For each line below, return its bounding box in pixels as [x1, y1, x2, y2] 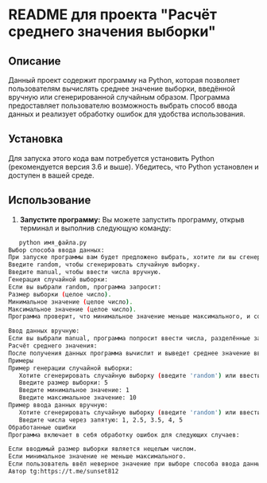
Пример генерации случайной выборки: [8, 364, 133, 372]
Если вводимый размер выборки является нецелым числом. [8, 445, 197, 454]
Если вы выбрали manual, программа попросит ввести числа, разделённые [8, 335, 250, 343]
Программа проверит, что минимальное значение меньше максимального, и [8, 312, 250, 320]
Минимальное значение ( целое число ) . [8, 297, 133, 306]
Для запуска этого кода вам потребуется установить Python [8, 153, 215, 163]
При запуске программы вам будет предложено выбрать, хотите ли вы [8, 253, 237, 261]
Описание [8, 54, 61, 68]
